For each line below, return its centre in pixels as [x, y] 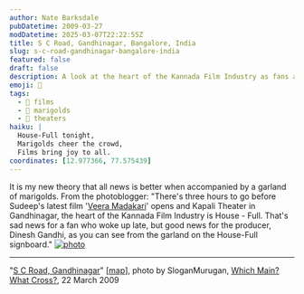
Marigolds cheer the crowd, [71, 144]
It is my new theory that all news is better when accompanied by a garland [148, 186]
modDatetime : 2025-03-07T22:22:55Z [76, 34]
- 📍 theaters [42, 119]
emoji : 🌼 [26, 85]
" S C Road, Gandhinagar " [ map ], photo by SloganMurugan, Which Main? [145, 270]
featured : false [40, 60]
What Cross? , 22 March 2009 [64, 280]
